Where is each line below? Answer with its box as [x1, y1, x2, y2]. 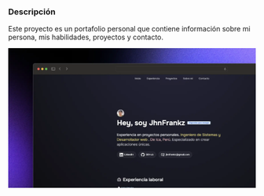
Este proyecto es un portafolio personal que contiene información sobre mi [8, 24, 251, 34]
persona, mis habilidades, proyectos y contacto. [8, 32, 163, 42]
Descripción [8, 6, 57, 17]
